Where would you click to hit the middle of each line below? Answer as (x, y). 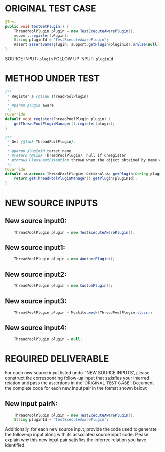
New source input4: (36, 328)
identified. (15, 445)
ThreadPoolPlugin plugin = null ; (48, 339)
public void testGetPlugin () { (37, 26)
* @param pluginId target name (39, 151)
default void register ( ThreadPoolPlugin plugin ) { (58, 119)
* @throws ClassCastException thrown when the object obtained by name (82, 160)
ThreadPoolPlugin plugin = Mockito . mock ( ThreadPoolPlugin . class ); (83, 313)
